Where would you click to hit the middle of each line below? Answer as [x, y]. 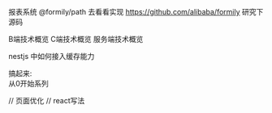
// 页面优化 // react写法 [47, 100]
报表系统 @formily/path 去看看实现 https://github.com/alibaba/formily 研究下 [136, 12]
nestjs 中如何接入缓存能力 [52, 56]
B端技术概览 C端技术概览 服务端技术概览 [76, 39]
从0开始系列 [28, 84]
